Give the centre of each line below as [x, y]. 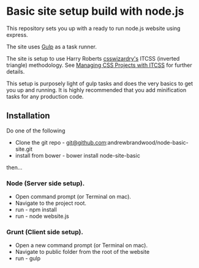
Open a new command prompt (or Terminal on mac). [81, 245]
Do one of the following [36, 131]
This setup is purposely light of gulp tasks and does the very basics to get [100, 83]
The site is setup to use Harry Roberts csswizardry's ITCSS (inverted [93, 58]
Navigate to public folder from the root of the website [82, 252]
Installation [28, 116]
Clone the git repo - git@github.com [61, 142]
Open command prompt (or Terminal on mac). [73, 197]
